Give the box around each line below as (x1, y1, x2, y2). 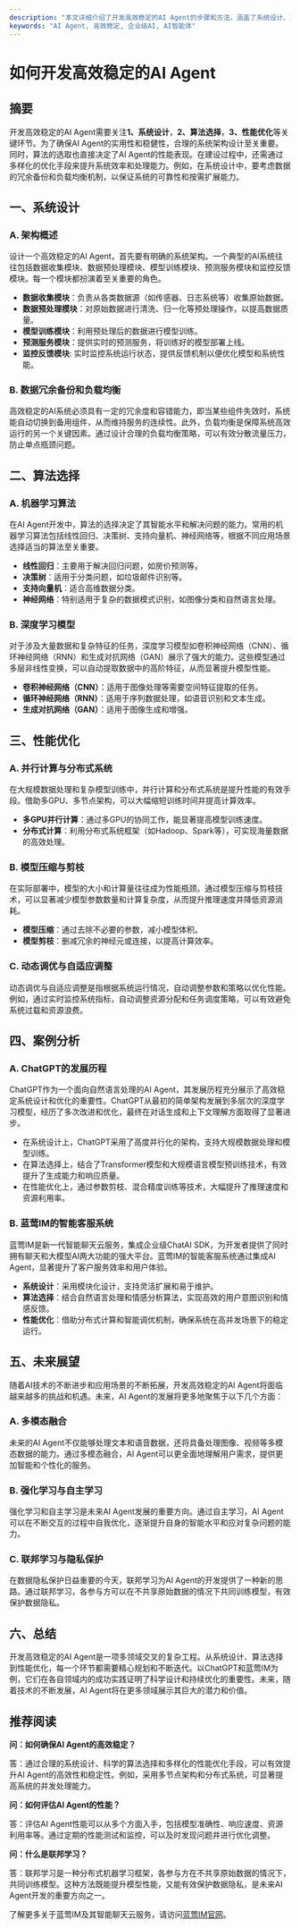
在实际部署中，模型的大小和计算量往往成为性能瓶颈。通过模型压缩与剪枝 (9, 883, 275, 894)
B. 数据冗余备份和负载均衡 (9, 384, 121, 396)
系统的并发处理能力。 (16, 1780, 96, 1791)
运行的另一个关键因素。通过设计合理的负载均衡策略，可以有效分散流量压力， (9, 428, 291, 439)
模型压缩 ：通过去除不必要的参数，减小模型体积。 (21, 925, 203, 935)
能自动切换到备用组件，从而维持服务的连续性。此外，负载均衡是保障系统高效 (9, 417, 291, 427)
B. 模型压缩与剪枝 (9, 861, 85, 874)
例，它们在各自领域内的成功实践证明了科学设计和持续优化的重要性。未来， (9, 1674, 283, 1685)
